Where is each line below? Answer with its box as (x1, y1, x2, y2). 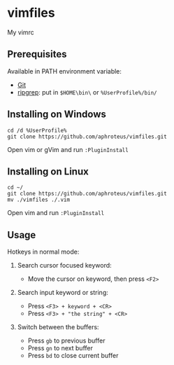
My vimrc (7, 28, 35, 36)
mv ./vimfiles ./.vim (7, 196, 71, 204)
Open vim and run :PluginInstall (7, 209, 105, 217)
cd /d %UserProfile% (7, 127, 68, 134)
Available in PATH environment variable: (7, 67, 122, 75)
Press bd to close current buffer (27, 352, 119, 360)
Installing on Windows (7, 109, 107, 120)
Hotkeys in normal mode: (7, 247, 80, 256)
